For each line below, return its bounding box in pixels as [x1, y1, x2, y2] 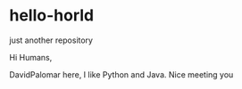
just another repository [9, 35, 94, 45]
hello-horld [9, 5, 95, 26]
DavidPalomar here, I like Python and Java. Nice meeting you [9, 69, 234, 80]
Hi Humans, [9, 52, 53, 62]
